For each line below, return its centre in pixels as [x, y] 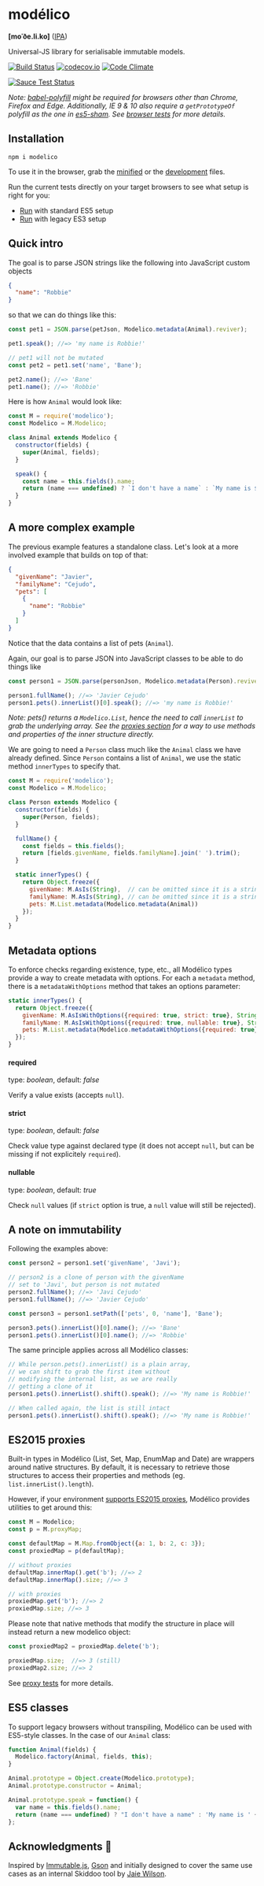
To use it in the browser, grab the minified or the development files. [117, 172]
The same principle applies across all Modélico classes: [98, 1350]
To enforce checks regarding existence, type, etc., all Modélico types [120, 969]
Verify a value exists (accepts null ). [66, 1095]
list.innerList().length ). [51, 1484]
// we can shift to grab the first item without [89, 1372]
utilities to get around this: [50, 1508]
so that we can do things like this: [62, 315]
